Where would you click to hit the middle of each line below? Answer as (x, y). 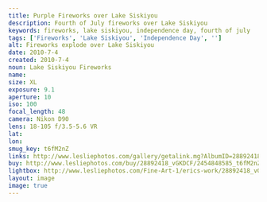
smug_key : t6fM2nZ (39, 149)
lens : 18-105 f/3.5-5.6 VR (53, 126)
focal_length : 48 (37, 112)
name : (17, 75)
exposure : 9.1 (32, 89)
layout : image (32, 179)
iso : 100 (23, 104)
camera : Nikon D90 (39, 119)
